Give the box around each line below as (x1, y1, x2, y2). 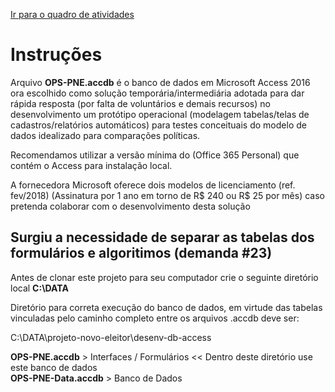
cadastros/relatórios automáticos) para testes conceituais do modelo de (10, 119, 307, 131)
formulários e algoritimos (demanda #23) (10, 245, 273, 262)
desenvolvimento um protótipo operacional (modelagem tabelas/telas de (10, 108, 310, 120)
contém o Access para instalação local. (10, 159, 173, 171)
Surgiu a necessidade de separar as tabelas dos (10, 229, 315, 246)
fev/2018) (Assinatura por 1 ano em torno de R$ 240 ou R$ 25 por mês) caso (10, 189, 325, 201)
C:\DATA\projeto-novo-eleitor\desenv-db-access (10, 331, 212, 343)
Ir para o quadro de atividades (10, 9, 135, 20)
